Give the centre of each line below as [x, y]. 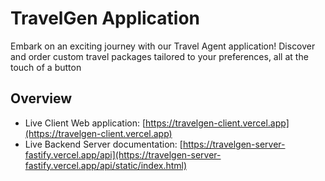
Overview [41, 98]
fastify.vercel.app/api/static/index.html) [106, 165]
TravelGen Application [105, 18]
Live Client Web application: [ [85, 123]
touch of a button [46, 67]
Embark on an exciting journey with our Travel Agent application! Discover [163, 46]
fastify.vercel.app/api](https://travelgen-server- [123, 154]
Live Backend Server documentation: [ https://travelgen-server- [155, 144]
